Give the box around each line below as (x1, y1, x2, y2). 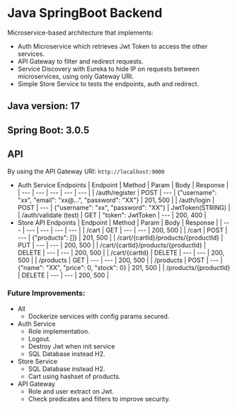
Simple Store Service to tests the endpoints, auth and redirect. (17, 79, 200, 88)
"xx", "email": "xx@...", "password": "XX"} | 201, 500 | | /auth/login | (17, 196, 214, 204)
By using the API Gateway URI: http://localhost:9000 (7, 167, 165, 175)
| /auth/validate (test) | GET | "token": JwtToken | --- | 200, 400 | (17, 211, 207, 219)
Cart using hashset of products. (28, 372, 121, 380)
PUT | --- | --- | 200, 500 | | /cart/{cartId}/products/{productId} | (17, 240, 207, 249)
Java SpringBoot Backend (7, 5, 163, 21)
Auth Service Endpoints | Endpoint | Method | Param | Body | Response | (17, 180, 229, 189)
